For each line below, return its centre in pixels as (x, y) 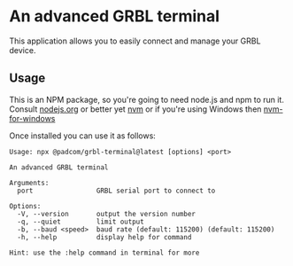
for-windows (32, 118)
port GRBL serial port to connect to (116, 191)
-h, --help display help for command (104, 237)
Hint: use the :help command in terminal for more (104, 253)
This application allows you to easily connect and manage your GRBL (135, 41)
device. (23, 50)
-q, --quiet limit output (81, 222)
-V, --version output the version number (107, 214)
